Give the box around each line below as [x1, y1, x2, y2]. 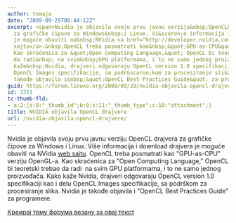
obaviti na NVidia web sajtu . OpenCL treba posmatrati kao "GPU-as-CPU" [7, 149, 221, 158]
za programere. [7, 194, 52, 203]
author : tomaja [7, 10, 52, 18]
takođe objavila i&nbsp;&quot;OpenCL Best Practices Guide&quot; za [13, 75, 218, 83]
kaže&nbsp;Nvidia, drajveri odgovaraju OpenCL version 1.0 [13, 63, 190, 70]
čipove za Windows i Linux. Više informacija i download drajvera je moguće [7, 141, 225, 150]
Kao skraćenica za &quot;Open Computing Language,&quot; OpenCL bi [13, 50, 216, 57]
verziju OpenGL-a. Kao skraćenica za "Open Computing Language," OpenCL [7, 156, 229, 165]
